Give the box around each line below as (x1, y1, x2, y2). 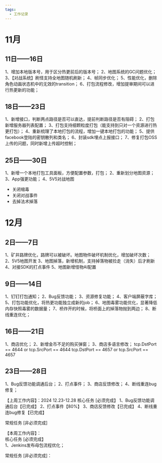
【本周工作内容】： (5, 430, 41, 436)
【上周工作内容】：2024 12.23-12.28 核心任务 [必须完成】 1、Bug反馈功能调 (5, 397, 155, 403)
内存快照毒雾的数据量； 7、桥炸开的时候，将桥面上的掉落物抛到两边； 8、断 (5, 306, 157, 311)
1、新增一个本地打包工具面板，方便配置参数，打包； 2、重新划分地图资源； (5, 170, 155, 176)
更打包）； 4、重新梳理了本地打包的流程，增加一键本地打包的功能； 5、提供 (5, 128, 155, 134)
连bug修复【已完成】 (5, 409, 47, 415)
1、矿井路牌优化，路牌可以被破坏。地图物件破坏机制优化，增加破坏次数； (5, 252, 151, 258)
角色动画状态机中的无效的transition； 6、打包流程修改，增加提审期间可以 (5, 81, 151, 86)
